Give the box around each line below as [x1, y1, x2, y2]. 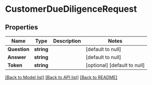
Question [7, 46, 29, 53]
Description [53, 38, 81, 44]
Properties [5, 23, 38, 31]
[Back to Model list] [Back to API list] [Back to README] [5, 75, 118, 80]
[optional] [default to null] [85, 62, 145, 68]
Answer [7, 54, 26, 60]
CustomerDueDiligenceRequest [5, 3, 137, 15]
